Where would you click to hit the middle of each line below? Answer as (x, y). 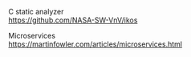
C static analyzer (36, 12)
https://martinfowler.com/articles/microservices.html (95, 44)
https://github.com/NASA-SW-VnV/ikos (73, 20)
